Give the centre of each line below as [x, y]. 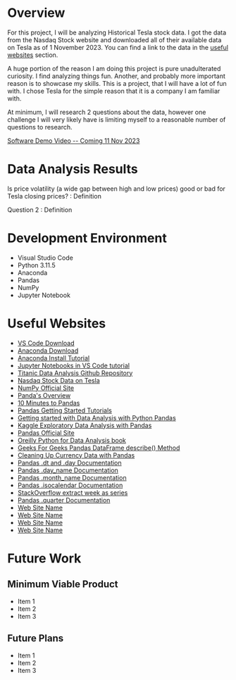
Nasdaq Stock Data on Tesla [58, 380]
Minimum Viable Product [63, 585]
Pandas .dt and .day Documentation [69, 462]
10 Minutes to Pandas [49, 403]
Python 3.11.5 [36, 265]
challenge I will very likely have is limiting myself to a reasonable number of [117, 119]
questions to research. [40, 127]
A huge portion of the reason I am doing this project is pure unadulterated [114, 68]
